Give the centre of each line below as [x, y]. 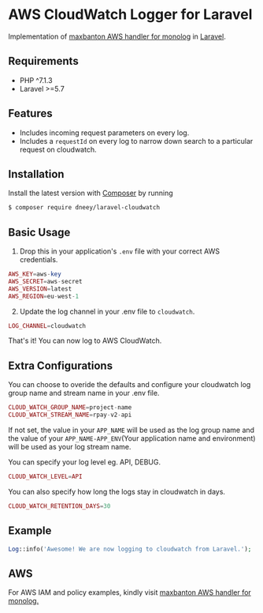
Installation [36, 174]
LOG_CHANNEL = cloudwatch [47, 325]
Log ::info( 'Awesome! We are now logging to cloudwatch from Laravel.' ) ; [130, 549]
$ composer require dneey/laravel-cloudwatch [84, 208]
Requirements [43, 61]
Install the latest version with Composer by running [91, 193]
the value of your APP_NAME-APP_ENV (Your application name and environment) [132, 438]
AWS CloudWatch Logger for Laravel [130, 15]
